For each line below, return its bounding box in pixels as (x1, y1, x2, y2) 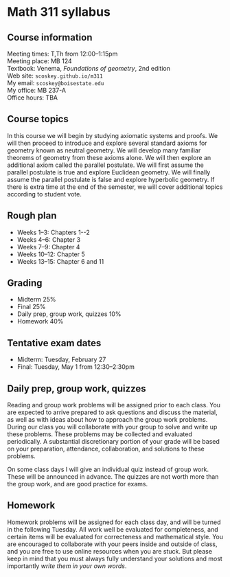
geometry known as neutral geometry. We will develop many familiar (7, 146, 201, 155)
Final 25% (16, 303, 46, 311)
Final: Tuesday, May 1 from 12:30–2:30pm (16, 363, 135, 371)
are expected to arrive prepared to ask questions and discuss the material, (7, 408, 218, 416)
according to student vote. (7, 190, 82, 198)
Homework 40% (16, 317, 64, 326)
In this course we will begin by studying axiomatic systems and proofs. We (7, 131, 218, 139)
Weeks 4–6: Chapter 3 (16, 235, 81, 244)
